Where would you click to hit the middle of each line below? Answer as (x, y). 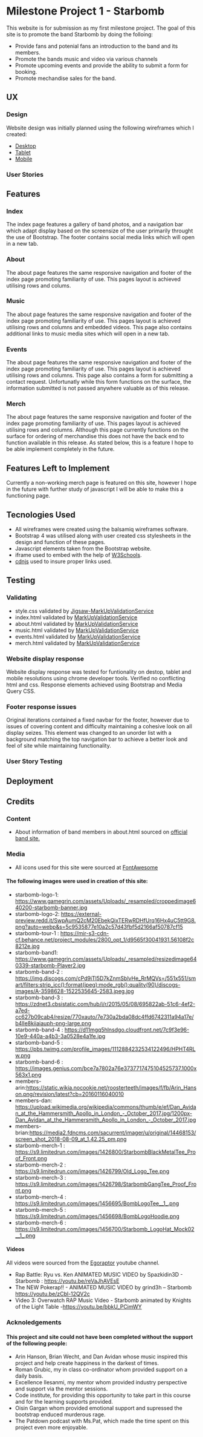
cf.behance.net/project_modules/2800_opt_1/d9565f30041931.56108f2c (105, 939)
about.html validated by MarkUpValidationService (76, 623)
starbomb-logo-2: (37, 914)
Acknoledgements (34, 1322)
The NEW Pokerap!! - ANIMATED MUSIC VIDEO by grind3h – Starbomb (103, 1287)
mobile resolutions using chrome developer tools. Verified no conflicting (96, 679)
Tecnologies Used (41, 515)
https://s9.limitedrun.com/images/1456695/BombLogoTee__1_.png (97, 1203)
